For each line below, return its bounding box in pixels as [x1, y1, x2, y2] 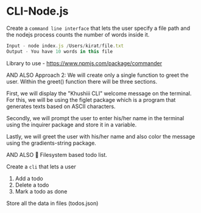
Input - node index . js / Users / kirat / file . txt [6, 43, 124, 49]
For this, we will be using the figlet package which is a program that [6, 96, 176, 103]
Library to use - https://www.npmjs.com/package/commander [6, 59, 163, 67]
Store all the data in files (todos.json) [6, 200, 99, 207]
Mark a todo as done [15, 187, 68, 195]
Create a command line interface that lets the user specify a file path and [6, 24, 191, 32]
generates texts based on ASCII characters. [6, 103, 116, 110]
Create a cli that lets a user [6, 163, 76, 170]
